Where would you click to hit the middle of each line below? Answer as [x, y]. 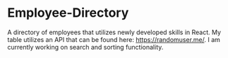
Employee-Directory [68, 13]
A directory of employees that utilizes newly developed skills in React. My [114, 32]
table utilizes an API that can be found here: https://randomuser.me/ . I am [114, 39]
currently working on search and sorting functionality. [85, 47]
